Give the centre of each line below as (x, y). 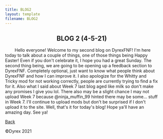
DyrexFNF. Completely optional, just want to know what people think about (80, 71)
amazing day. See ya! (27, 112)
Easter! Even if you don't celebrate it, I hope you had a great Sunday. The (78, 60)
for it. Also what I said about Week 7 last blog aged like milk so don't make (79, 86)
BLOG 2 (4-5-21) (82, 38)
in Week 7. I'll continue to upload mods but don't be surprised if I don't (75, 102)
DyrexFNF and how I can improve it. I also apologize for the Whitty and (76, 76)
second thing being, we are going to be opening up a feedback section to (79, 66)
